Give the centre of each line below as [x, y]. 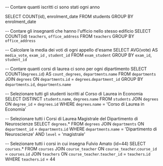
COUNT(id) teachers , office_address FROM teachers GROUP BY [70, 36]
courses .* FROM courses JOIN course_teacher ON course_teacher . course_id [81, 149]
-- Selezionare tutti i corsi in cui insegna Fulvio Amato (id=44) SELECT [75, 144]
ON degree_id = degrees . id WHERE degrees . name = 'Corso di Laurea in [75, 104]
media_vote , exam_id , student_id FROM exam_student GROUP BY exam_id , [78, 55]
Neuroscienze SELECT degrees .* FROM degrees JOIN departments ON [75, 124]
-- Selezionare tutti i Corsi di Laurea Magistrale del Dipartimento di [72, 119]
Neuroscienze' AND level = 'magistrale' [45, 134]
